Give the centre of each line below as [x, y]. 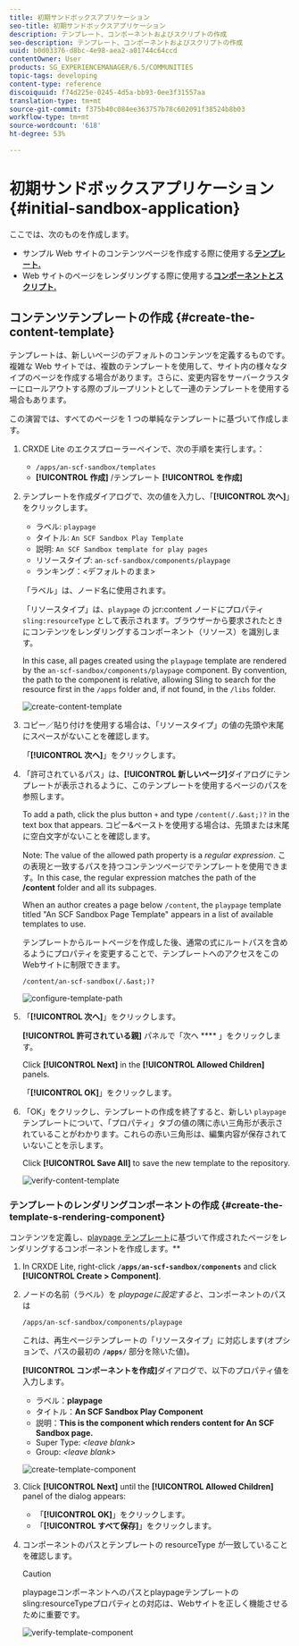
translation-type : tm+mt [55, 101]
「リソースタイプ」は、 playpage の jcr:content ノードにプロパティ [143, 609]
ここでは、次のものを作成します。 [71, 234]
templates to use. [54, 924]
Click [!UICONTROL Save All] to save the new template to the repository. [156, 1162]
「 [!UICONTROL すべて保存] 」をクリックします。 [126, 1525]
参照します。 [46, 796]
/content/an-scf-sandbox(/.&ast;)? [88, 981]
